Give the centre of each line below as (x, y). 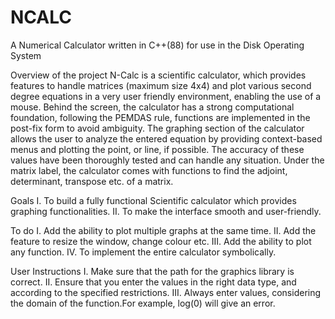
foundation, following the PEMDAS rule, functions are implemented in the (160, 117)
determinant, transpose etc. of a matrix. (92, 181)
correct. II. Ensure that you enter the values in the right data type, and (153, 282)
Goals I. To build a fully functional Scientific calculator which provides (153, 200)
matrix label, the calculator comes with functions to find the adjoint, (149, 170)
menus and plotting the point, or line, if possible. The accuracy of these (157, 149)
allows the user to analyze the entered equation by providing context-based (166, 138)
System (26, 55)
